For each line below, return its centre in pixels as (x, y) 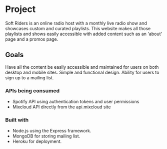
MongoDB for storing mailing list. (46, 136)
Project (20, 9)
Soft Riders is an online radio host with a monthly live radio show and (76, 23)
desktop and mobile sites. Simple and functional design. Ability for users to (82, 72)
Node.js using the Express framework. (52, 131)
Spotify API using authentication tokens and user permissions (76, 102)
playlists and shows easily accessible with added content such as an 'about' (84, 34)
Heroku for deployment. (37, 141)
